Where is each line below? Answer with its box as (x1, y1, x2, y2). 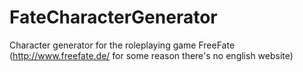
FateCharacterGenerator (9, 6, 218, 29)
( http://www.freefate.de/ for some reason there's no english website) (9, 49, 294, 61)
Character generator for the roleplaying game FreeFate (9, 39, 236, 51)
